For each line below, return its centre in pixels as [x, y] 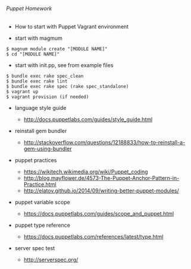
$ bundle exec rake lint [37, 81]
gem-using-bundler [48, 149]
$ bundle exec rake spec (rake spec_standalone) [68, 87]
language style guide [40, 108]
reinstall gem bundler [41, 131]
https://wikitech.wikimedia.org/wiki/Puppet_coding [86, 172]
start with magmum [38, 38]
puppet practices [36, 160]
